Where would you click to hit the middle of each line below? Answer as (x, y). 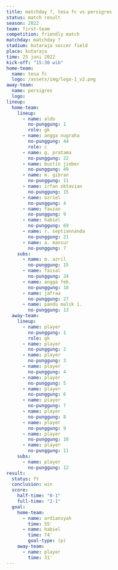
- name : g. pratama (47, 152)
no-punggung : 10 (48, 439)
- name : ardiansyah (47, 518)
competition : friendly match (43, 34)
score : (20, 490)
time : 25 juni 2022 (31, 57)
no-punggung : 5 (47, 383)
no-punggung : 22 (48, 158)
